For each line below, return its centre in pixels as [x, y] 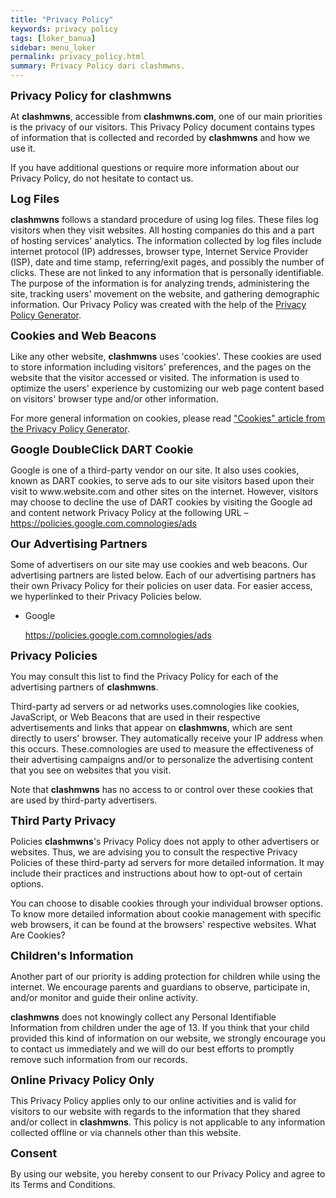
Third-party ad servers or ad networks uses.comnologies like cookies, [155, 706]
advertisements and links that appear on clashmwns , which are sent [151, 727]
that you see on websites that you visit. [91, 770]
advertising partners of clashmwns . [84, 687]
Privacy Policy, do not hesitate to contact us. [102, 178]
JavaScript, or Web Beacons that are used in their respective [135, 717]
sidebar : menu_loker [53, 47]
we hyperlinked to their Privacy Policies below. [106, 596]
